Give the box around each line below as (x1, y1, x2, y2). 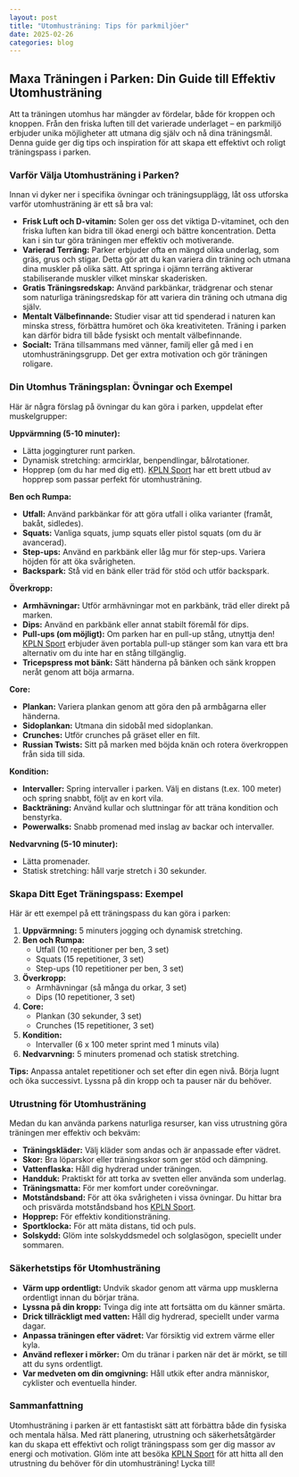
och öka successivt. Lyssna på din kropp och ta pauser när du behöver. (9, 1075, 272, 1086)
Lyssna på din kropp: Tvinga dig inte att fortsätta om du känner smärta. (21, 1301, 286, 1312)
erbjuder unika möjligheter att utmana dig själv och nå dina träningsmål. (9, 128, 273, 138)
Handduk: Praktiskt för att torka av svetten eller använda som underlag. (21, 1173, 287, 1184)
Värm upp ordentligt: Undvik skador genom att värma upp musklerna (21, 1282, 278, 1293)
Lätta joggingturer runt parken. (21, 445, 136, 456)
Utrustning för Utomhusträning (9, 1097, 147, 1110)
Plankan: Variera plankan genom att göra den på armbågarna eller (21, 701, 267, 711)
